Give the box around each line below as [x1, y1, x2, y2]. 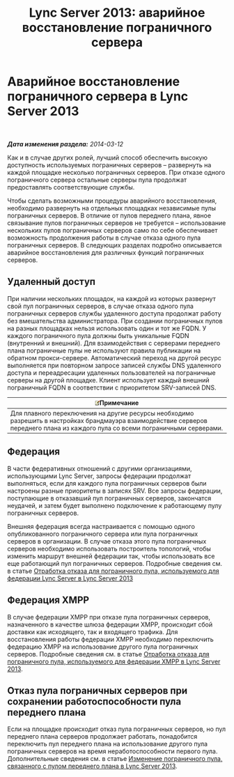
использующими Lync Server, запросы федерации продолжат [7, 472, 192, 480]
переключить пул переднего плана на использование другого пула [7, 740, 208, 748]
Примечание [100, 399, 139, 407]
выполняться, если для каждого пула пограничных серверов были [7, 479, 207, 487]
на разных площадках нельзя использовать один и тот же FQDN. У [7, 324, 207, 332]
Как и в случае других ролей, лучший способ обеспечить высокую [7, 153, 208, 162]
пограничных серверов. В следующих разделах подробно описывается [7, 240, 222, 249]
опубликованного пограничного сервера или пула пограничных [7, 530, 198, 538]
